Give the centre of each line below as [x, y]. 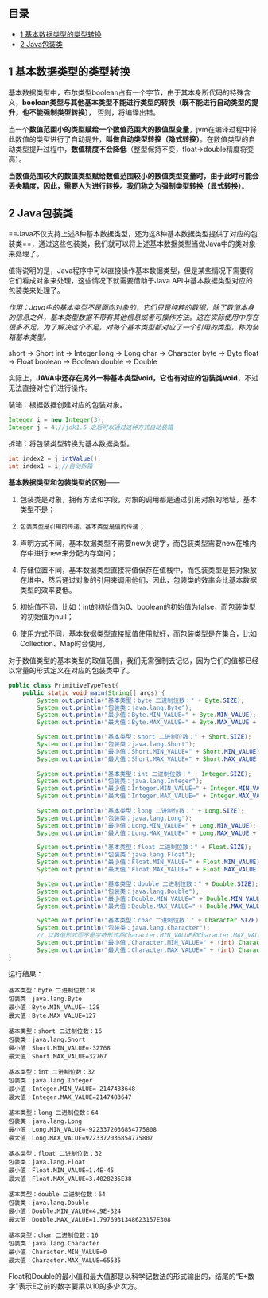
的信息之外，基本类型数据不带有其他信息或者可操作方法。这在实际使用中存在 [134, 318]
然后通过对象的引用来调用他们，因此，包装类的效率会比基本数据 [152, 579]
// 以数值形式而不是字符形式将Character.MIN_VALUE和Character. [135, 935]
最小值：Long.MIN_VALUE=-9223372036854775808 [83, 1129]
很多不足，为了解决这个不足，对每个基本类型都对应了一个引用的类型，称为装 [134, 327]
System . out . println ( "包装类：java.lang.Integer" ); [120, 782]
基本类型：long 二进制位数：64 [53, 1113]
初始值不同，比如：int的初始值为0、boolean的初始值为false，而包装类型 [138, 606]
